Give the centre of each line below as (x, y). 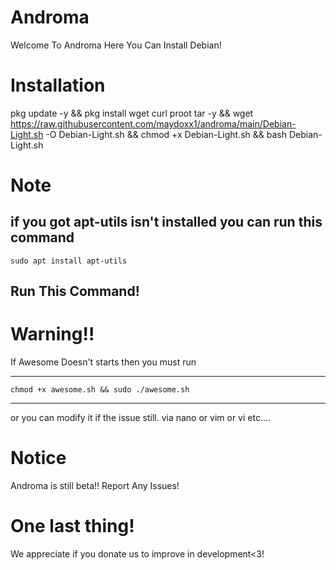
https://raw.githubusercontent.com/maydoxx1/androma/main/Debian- (153, 123)
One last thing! (72, 526)
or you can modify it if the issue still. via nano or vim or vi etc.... (141, 418)
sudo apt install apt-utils (69, 261)
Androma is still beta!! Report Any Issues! (95, 486)
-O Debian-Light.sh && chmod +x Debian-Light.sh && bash (166, 134)
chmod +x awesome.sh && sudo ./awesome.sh (100, 390)
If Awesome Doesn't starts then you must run (103, 362)
